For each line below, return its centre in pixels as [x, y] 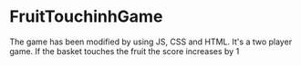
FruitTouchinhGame [86, 17]
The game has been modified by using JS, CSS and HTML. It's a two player [151, 42]
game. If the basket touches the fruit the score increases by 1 [125, 51]
